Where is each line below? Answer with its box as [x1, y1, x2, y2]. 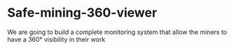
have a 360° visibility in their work [7, 35, 106, 43]
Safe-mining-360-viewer [7, 5, 158, 21]
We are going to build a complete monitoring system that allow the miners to [7, 28, 228, 36]
